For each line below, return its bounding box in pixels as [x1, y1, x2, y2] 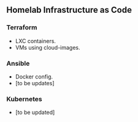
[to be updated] [15, 109, 55, 116]
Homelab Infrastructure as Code [6, 5, 132, 15]
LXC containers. [15, 37, 56, 45]
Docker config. [15, 73, 53, 80]
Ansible [6, 59, 30, 67]
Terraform [6, 23, 38, 32]
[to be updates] [15, 79, 55, 86]
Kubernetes [6, 94, 42, 103]
